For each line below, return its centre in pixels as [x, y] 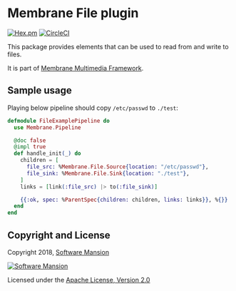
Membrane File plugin [73, 13]
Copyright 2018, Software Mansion [58, 252]
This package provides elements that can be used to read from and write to [118, 46]
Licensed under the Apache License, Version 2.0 [79, 280]
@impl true [30, 147]
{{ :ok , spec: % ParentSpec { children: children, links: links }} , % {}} [124, 200]
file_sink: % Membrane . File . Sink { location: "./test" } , [108, 173]
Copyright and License [59, 235]
